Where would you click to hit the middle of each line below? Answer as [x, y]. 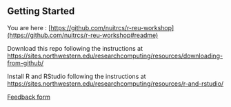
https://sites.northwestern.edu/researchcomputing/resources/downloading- [115, 56]
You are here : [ [29, 27]
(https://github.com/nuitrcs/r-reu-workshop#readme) [83, 35]
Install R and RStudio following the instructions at [77, 76]
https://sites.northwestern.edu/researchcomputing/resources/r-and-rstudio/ [115, 83]
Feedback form [29, 97]
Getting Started [41, 11]
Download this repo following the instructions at [75, 48]
